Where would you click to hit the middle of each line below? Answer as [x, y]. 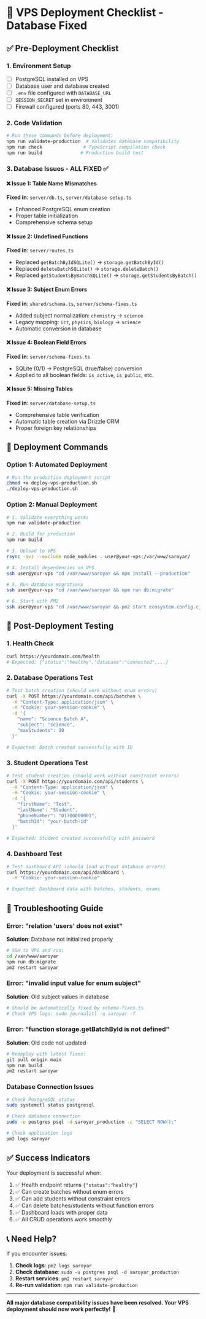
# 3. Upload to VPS [31, 551]
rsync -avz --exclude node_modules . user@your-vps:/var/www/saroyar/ [98, 556]
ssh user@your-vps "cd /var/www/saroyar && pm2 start [77, 607]
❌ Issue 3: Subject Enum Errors [47, 289]
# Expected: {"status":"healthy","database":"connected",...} [87, 662]
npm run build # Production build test [75, 153]
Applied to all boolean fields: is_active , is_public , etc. [85, 375]
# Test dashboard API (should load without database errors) [86, 866]
